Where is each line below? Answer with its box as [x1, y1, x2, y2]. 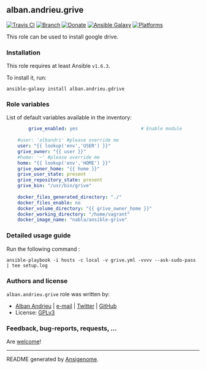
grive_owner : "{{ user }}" [17, 148, 86, 155]
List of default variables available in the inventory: [6, 114, 132, 121]
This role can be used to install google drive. [6, 33, 118, 40]
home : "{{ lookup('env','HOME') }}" [17, 160, 112, 166]
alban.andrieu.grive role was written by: [6, 290, 110, 297]
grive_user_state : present [17, 171, 86, 177]
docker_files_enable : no [17, 199, 81, 206]
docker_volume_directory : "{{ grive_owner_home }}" [17, 205, 152, 212]
